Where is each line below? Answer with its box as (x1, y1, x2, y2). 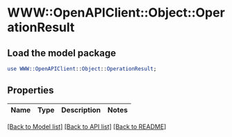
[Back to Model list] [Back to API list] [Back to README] (7, 122, 167, 131)
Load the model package (7, 47, 117, 59)
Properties (7, 84, 54, 96)
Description (61, 105, 101, 115)
